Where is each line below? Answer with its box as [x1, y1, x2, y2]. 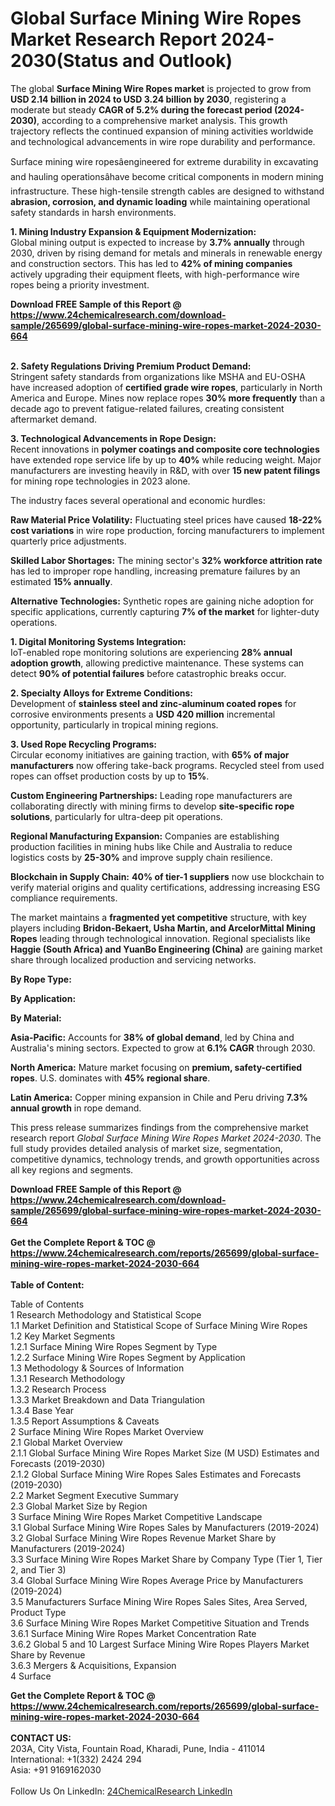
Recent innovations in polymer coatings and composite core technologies [10, 443, 320, 455]
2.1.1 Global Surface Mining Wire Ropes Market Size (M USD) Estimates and [10, 1447, 320, 1459]
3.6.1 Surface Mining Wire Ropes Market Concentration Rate [10, 1627, 257, 1639]
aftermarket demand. [10, 413, 98, 425]
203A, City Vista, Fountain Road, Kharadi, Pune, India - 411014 [10, 1742, 266, 1754]
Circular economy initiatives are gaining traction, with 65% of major [10, 748, 290, 761]
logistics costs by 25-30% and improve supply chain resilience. [10, 851, 273, 863]
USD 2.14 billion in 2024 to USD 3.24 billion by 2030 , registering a [10, 93, 287, 105]
